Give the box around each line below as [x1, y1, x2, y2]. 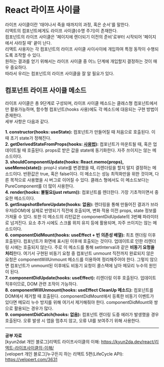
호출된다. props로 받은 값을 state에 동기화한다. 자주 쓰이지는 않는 [27, 147, 151, 153]
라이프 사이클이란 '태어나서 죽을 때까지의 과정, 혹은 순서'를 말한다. [5, 22, 130, 27]
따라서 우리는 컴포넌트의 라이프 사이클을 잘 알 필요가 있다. [5, 70, 115, 76]
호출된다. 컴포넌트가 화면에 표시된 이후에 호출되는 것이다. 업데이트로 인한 [5, 238, 143, 244]
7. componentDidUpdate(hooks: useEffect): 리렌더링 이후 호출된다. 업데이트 [5, 275, 156, 280]
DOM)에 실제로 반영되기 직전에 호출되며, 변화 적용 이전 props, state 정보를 [14, 207, 157, 213]
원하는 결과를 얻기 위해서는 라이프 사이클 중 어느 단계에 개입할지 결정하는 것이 [5, 58, 152, 64]
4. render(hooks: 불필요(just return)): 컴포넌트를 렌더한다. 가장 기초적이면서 [5, 189, 154, 195]
